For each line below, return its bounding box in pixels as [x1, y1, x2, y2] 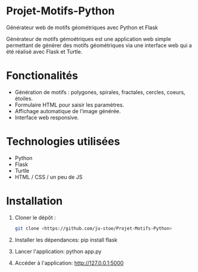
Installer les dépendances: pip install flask [14, 236, 118, 243]
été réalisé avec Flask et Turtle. [6, 48, 83, 55]
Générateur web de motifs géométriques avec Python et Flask [6, 24, 159, 31]
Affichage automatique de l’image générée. [14, 107, 121, 114]
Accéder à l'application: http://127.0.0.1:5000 [14, 259, 124, 266]
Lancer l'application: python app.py [14, 248, 102, 255]
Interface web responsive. [14, 114, 79, 121]
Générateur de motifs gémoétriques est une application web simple [6, 35, 171, 42]
